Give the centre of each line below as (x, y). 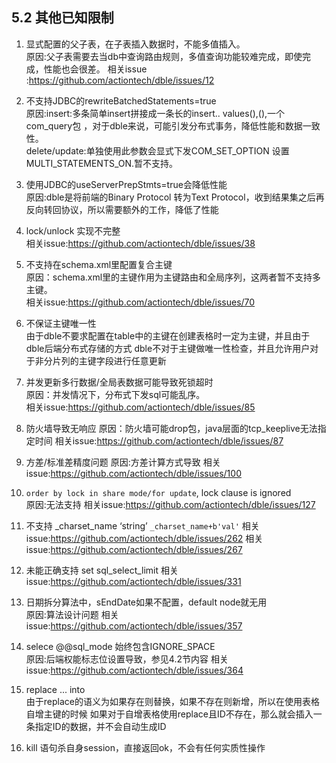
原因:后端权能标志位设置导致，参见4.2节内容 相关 (127, 659)
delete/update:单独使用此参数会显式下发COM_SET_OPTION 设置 (157, 150)
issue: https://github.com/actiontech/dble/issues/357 (134, 625)
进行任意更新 (140, 360)
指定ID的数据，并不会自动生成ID (100, 726)
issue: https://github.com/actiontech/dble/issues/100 (133, 473)
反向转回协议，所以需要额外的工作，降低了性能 (122, 209)
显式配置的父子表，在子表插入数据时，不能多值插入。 (135, 44)
